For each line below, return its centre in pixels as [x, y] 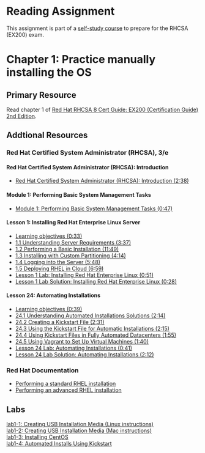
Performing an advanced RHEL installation [69, 390]
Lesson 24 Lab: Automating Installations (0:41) [74, 348]
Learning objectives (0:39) [49, 309]
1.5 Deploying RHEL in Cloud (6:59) [59, 268]
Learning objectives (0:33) [49, 236]
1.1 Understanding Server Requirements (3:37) [73, 242]
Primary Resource [41, 95]
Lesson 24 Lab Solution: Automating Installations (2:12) [84, 355]
